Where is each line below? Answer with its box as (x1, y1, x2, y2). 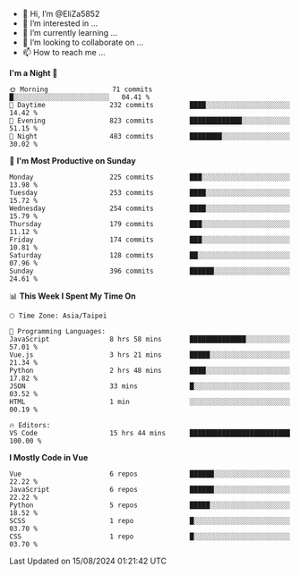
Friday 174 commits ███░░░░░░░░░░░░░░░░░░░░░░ (9, 235, 291, 244)
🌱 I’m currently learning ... (21, 28, 118, 38)
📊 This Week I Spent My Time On (9, 291, 136, 301)
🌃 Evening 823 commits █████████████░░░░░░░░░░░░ (9, 116, 291, 125)
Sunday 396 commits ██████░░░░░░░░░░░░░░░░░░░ (9, 266, 291, 275)
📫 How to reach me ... (21, 47, 106, 57)
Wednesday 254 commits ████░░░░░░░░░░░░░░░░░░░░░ (9, 204, 291, 213)
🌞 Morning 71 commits (9, 85, 153, 94)
